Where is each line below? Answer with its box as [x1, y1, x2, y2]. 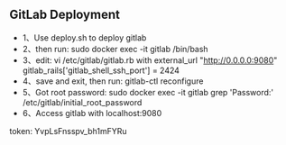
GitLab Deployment [9, 7, 120, 23]
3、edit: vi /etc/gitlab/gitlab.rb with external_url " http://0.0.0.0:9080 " [22, 54, 278, 66]
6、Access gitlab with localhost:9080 [22, 107, 162, 118]
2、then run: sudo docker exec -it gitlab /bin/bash [22, 43, 209, 54]
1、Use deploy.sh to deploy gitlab [22, 32, 147, 43]
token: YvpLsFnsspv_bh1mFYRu [9, 125, 127, 136]
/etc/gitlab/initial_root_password [22, 96, 143, 107]
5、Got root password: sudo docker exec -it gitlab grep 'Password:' [22, 86, 274, 97]
